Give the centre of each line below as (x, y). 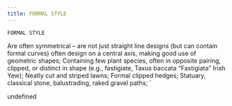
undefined (22, 96)
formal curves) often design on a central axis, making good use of (102, 53)
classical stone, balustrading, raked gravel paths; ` (79, 83)
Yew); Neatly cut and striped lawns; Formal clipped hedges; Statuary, (107, 75)
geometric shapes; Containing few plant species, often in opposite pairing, (114, 61)
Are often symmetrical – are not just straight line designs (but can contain (113, 45)
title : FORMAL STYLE (37, 14)
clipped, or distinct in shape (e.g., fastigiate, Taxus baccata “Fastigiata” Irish (116, 68)
